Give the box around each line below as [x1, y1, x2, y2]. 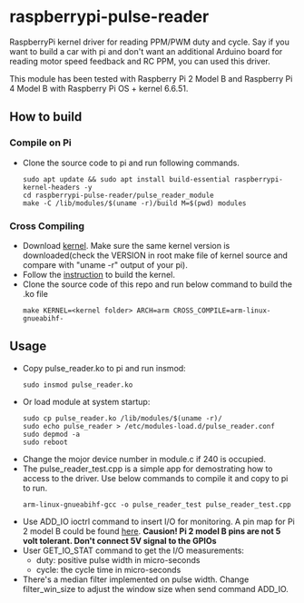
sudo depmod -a [22, 430, 81, 439]
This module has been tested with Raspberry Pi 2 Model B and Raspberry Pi [9, 73, 293, 84]
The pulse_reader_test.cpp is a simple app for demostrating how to [22, 463, 273, 474]
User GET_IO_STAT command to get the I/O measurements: [22, 545, 245, 556]
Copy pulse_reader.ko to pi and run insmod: [22, 362, 186, 373]
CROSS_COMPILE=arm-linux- [172, 306, 271, 315]
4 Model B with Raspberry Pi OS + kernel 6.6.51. [9, 83, 189, 94]
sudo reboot [22, 438, 68, 447]
